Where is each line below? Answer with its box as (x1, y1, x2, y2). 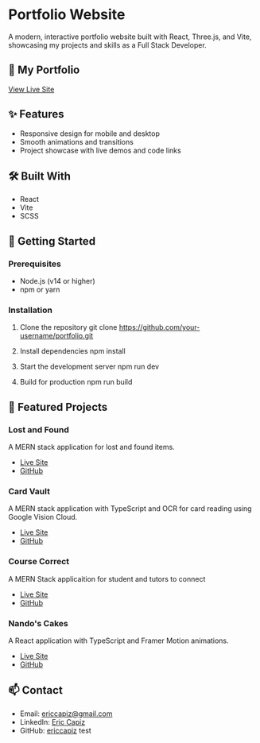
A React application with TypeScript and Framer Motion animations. (8, 636, 229, 645)
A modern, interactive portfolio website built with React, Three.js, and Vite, (8, 32, 252, 41)
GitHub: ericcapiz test (19, 726, 91, 735)
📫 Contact (8, 683, 64, 697)
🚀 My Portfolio (8, 64, 80, 77)
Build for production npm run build (19, 377, 133, 387)
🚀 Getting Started (8, 234, 96, 248)
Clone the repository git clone (19, 323, 118, 332)
